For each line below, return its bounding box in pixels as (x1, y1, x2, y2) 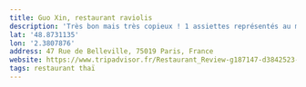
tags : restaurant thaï (9, 64, 96, 73)
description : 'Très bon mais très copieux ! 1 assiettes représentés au (9, 22, 291, 31)
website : (9, 55, 43, 64)
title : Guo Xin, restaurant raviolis (9, 13, 153, 23)
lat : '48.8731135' (9, 30, 79, 39)
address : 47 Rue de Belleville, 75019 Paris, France (9, 47, 214, 56)
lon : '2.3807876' (9, 38, 76, 48)
